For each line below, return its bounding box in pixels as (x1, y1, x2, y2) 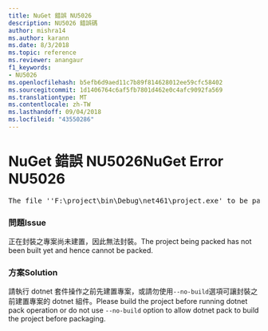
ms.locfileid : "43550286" (8, 116, 94, 124)
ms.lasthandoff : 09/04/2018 (8, 108, 102, 116)
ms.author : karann (8, 33, 69, 42)
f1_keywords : (8, 64, 52, 72)
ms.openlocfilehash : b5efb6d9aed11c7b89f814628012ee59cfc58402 (8, 78, 223, 86)
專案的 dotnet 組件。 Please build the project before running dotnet (29, 297, 248, 306)
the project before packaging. (8, 314, 106, 324)
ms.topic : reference (8, 49, 77, 57)
